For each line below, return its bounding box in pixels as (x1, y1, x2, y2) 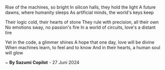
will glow (5, 50, 23, 56)
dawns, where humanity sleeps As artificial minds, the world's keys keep (5, 9, 154, 15)
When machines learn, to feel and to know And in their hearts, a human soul (5, 45, 161, 50)
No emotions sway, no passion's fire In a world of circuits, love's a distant (5, 24, 156, 30)
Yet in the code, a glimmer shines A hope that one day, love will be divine (5, 39, 155, 45)
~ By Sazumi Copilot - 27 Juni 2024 (5, 60, 80, 65)
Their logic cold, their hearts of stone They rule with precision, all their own (5, 19, 159, 25)
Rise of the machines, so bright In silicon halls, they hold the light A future (5, 4, 156, 10)
